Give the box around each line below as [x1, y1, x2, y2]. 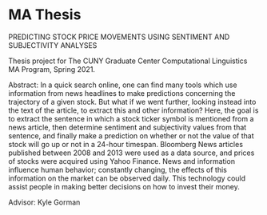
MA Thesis [8, 6, 82, 24]
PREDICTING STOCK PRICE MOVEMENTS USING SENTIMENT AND [8, 32, 230, 42]
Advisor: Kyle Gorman [8, 197, 81, 207]
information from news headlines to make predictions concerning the [8, 88, 236, 98]
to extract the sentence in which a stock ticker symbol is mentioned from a [8, 113, 254, 123]
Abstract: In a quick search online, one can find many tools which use [8, 80, 237, 90]
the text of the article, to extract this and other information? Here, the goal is [8, 106, 259, 115]
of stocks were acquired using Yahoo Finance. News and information [8, 156, 236, 165]
